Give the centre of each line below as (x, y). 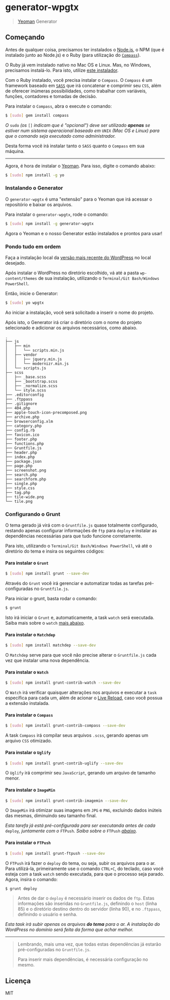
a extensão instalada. (27, 703)
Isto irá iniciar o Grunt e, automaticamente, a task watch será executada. (80, 618)
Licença (18, 981)
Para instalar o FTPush (28, 843)
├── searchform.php (26, 479)
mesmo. (26, 965)
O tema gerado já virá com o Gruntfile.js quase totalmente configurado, (82, 525)
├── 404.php (18, 408)
